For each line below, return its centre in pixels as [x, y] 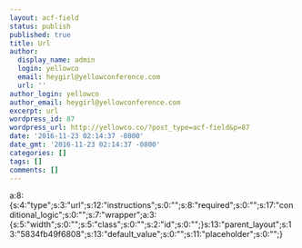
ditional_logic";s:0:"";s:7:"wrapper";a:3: [83, 215]
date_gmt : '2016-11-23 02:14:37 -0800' [85, 144]
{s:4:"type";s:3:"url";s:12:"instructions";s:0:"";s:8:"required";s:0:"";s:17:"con [151, 205]
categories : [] [38, 153]
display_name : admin [56, 60]
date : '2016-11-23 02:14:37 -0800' [77, 136]
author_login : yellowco [55, 94]
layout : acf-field [44, 18]
